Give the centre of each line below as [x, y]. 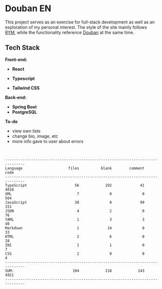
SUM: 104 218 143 [75, 271]
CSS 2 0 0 [75, 254]
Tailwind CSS [26, 88]
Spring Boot [24, 107]
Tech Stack [22, 48]
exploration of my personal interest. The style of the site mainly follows [76, 27]
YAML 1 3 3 [75, 219]
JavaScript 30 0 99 [75, 202]
